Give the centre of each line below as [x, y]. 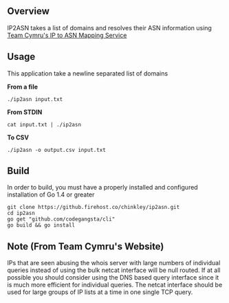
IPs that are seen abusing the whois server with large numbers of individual [114, 263]
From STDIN [25, 112]
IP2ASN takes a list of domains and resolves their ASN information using [109, 27]
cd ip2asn [21, 213]
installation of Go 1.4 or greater [51, 194]
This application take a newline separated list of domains [88, 73]
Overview [29, 11]
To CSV [18, 137]
